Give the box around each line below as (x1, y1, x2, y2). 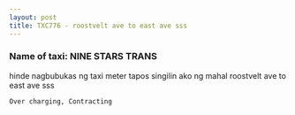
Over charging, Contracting (9, 96, 113, 106)
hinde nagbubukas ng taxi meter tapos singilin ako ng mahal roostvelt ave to (9, 70, 287, 80)
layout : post (9, 12, 57, 22)
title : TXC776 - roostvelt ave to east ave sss (9, 21, 188, 30)
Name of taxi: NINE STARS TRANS (9, 50, 157, 63)
